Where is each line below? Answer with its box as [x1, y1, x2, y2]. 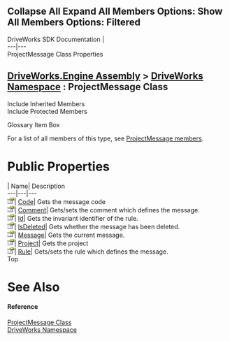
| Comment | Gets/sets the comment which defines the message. [14, 205, 201, 214]
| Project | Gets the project [14, 239, 89, 247]
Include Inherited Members [7, 99, 85, 108]
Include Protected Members [7, 107, 87, 115]
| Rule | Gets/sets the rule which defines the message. [14, 247, 169, 256]
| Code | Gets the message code [14, 197, 106, 205]
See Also [7, 279, 60, 295]
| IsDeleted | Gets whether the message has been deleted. [14, 222, 180, 231]
